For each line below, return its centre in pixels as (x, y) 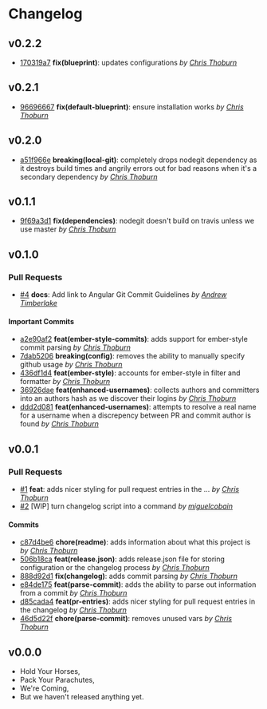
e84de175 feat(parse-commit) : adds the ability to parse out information (138, 584)
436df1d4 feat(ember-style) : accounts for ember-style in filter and (130, 373)
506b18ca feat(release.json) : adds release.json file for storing (122, 559)
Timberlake (39, 303)
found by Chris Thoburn (59, 424)
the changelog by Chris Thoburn (73, 610)
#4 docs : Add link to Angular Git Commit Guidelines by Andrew (123, 295)
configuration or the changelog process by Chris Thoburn (114, 568)
